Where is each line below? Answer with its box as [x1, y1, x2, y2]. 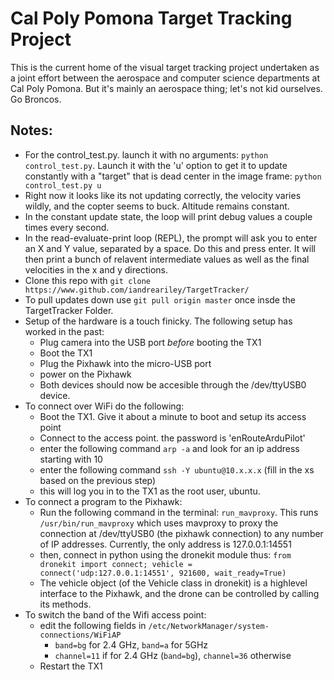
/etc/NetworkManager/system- [148, 621, 270, 631]
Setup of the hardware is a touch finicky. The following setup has [24, 315, 293, 327]
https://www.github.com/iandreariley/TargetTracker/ [24, 285, 250, 295]
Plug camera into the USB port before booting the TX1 [39, 336, 262, 348]
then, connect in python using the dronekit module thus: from [39, 548, 292, 561]
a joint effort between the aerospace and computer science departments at [10, 72, 321, 84]
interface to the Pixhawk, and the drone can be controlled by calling [39, 587, 320, 599]
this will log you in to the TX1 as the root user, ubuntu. [39, 485, 261, 497]
